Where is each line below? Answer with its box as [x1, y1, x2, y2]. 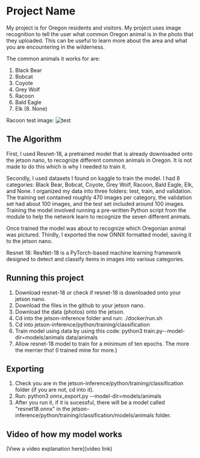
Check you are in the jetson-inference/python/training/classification [14, 380, 184, 387]
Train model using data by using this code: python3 [14, 327, 143, 335]
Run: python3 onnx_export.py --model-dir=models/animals [14, 392, 161, 400]
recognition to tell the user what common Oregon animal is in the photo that [6, 30, 194, 37]
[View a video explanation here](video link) [6, 445, 113, 453]
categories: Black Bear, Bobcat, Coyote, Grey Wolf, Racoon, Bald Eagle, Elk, [6, 181, 194, 188]
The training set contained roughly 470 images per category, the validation [6, 194, 192, 201]
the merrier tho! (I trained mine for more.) [14, 346, 117, 353]
